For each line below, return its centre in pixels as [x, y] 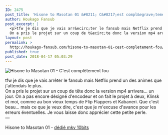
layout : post [19, 38]
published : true [22, 52]
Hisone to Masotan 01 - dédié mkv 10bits [47, 127]
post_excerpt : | [22, 24]
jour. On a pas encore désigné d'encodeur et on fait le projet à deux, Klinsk [82, 96]
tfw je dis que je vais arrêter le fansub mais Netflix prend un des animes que [83, 80]
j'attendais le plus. [24, 86]
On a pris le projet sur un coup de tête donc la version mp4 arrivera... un [79, 91]
